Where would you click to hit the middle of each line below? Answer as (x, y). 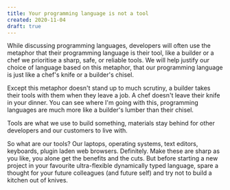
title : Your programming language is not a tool (78, 13)
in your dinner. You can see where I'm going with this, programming (103, 103)
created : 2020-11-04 (37, 20)
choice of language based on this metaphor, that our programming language (115, 68)
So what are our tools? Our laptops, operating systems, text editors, (103, 144)
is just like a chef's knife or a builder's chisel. (70, 75)
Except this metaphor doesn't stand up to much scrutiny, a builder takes (109, 88)
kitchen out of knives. (38, 180)
